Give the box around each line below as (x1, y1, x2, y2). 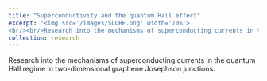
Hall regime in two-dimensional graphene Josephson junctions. (8, 64, 216, 74)
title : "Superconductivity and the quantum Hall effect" (8, 11, 201, 20)
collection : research (8, 33, 80, 42)
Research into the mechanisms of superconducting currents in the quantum (8, 56, 256, 65)
